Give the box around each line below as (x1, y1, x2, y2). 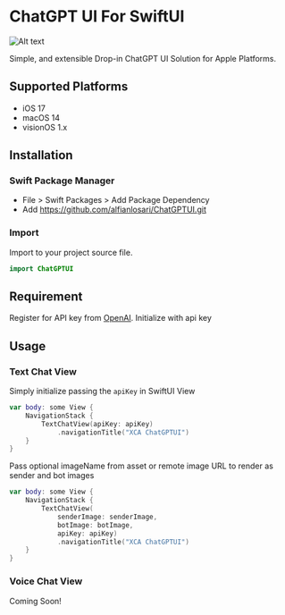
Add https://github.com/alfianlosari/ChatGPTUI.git (21, 204, 207, 215)
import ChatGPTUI (9, 264, 74, 274)
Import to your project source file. (9, 247, 133, 257)
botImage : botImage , (56, 520, 134, 529)
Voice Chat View (9, 575, 83, 587)
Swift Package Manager (9, 174, 115, 187)
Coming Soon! (9, 595, 63, 606)
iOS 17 (21, 103, 46, 114)
